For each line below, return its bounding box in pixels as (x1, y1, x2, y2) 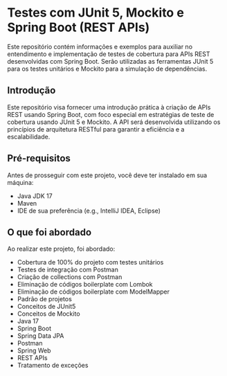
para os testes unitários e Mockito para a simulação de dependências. (7, 64, 208, 73)
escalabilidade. (7, 132, 51, 141)
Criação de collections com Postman (17, 273, 122, 281)
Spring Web (17, 346, 51, 355)
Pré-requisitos (7, 152, 71, 164)
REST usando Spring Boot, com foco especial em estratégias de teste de (7, 110, 215, 118)
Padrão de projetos (17, 295, 73, 303)
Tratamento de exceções (17, 361, 89, 370)
